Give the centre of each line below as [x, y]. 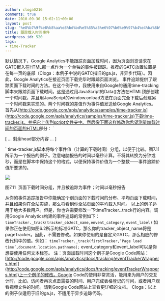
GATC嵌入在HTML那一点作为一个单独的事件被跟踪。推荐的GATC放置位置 [79, 67]
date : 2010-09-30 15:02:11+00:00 [39, 19]
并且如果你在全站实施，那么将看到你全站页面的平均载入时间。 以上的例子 [79, 204]
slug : [11, 28]
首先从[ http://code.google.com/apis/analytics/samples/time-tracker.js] [77, 110]
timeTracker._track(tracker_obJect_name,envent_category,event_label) [79, 222]
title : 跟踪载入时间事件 [27, 32]
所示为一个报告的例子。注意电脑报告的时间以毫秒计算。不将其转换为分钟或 [80, 155]
